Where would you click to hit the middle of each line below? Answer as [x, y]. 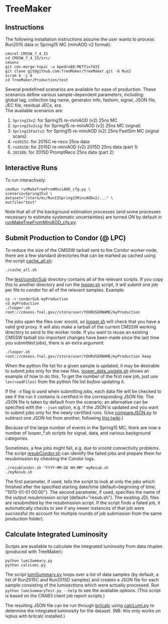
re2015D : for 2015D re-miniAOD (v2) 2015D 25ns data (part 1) [75, 147]
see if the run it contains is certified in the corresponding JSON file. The [79, 397]
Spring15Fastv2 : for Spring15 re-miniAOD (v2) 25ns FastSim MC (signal [86, 131]
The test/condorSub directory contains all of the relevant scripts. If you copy [84, 279]
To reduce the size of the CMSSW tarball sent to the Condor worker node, [81, 250]
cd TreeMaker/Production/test [37, 80]
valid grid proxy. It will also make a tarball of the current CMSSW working [81, 327]
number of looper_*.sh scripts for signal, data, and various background [78, 433]
